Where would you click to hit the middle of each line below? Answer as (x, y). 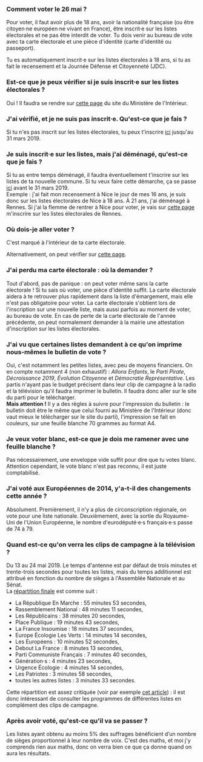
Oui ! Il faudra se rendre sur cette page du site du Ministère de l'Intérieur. (97, 103)
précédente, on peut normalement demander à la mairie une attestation (95, 322)
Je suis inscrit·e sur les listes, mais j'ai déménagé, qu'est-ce (97, 154)
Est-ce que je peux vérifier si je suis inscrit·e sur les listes (92, 82)
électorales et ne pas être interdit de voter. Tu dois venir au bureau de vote (99, 35)
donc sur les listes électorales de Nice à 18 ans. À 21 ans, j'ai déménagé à (98, 201)
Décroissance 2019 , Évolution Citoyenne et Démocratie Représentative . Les (101, 378)
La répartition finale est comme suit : (52, 591)
